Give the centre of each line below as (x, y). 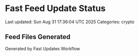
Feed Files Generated (38, 37)
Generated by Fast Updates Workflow (43, 48)
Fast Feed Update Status (55, 8)
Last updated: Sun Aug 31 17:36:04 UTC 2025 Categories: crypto (70, 22)
